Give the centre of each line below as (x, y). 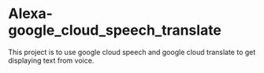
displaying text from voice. (51, 60)
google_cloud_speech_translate (115, 30)
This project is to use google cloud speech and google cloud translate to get (132, 52)
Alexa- (31, 14)
